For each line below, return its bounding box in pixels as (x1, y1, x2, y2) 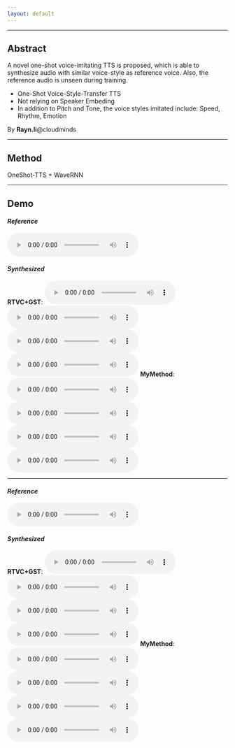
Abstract (7, 43, 47, 55)
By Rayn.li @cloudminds (7, 125, 77, 134)
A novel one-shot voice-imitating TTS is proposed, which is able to (7, 61, 199, 70)
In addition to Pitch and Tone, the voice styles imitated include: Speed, (17, 104, 220, 113)
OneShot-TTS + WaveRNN (7, 171, 84, 179)
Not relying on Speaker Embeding (17, 97, 115, 106)
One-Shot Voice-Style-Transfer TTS (17, 89, 121, 98)
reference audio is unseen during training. (7, 76, 128, 85)
